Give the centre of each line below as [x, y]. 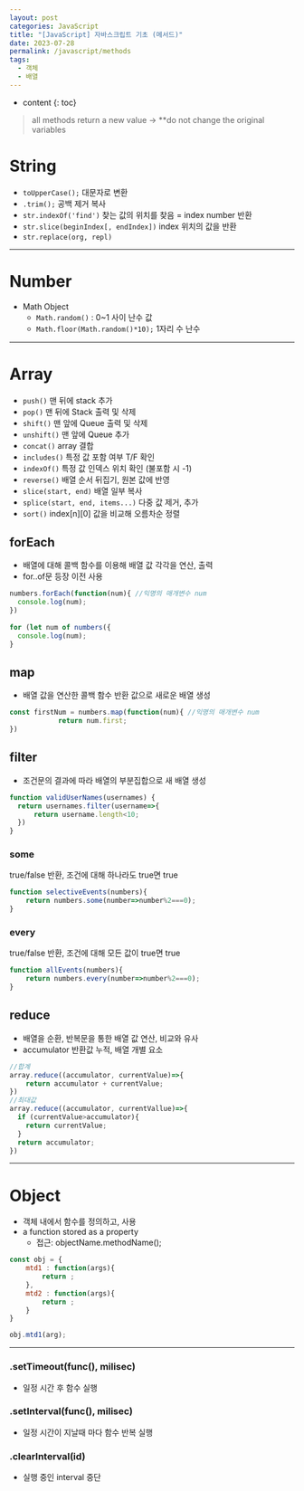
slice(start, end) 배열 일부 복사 [82, 490]
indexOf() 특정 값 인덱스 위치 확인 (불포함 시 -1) [107, 468]
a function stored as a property [80, 1232]
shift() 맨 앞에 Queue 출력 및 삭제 [85, 423]
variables [48, 129]
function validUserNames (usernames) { [82, 797]
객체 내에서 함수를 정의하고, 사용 [79, 1221]
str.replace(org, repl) [67, 237]
